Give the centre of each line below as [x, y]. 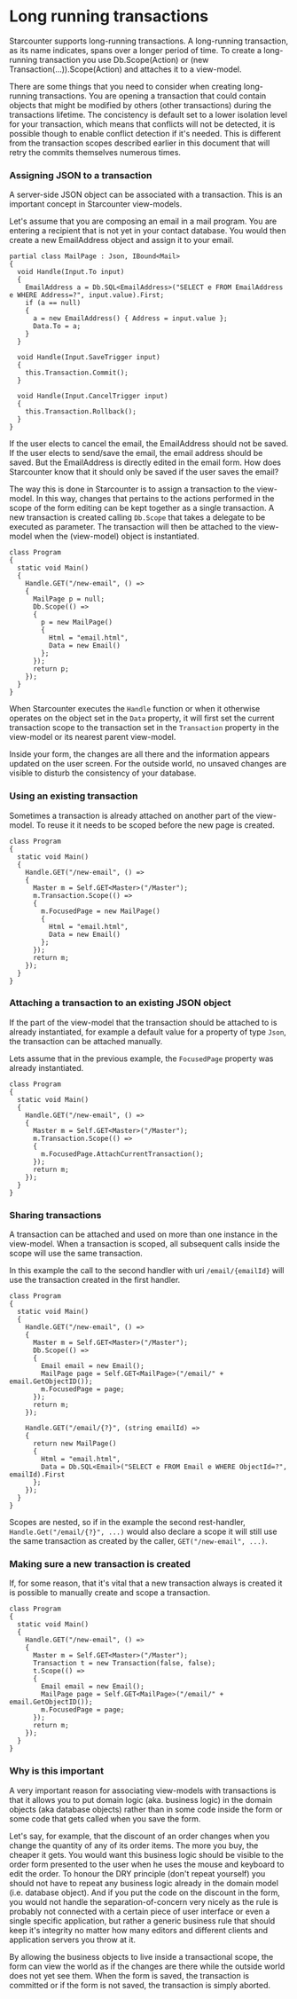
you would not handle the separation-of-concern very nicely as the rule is [144, 1901]
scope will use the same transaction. [76, 1254]
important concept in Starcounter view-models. [96, 204]
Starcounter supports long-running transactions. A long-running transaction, [149, 41]
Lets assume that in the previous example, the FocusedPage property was [141, 1059]
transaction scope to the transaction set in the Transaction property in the [144, 728]
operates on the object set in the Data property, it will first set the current [142, 718]
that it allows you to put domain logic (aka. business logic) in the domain [141, 1799]
